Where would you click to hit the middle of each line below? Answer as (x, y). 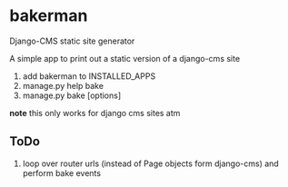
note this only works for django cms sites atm (95, 113)
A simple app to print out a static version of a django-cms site (125, 58)
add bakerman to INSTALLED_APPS (89, 76)
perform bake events (62, 172)
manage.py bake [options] (72, 95)
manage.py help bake (63, 85)
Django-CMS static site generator (72, 41)
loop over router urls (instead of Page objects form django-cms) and (150, 163)
